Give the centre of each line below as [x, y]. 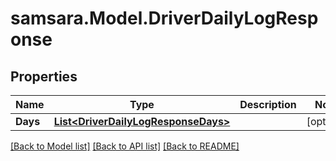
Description [268, 104]
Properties [44, 76]
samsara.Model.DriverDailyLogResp [164, 18]
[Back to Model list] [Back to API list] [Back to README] [125, 146]
